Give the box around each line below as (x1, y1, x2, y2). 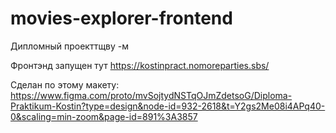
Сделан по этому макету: (10, 78, 120, 91)
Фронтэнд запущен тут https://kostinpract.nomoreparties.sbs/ (10, 59, 270, 71)
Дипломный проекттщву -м (10, 40, 130, 52)
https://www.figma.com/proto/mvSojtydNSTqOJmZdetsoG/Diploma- (10, 89, 293, 101)
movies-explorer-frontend (10, 7, 233, 30)
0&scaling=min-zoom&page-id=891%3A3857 (10, 110, 198, 122)
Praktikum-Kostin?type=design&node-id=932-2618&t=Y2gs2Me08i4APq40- (10, 100, 326, 112)
